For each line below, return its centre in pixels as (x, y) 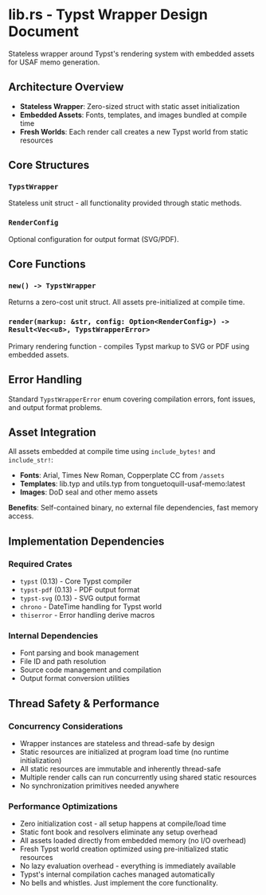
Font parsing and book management (79, 653)
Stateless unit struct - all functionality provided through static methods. (125, 203)
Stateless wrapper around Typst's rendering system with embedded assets (131, 53)
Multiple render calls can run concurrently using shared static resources (138, 777)
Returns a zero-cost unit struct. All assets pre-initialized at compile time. (127, 302)
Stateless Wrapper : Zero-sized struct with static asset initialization (130, 106)
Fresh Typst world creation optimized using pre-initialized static (124, 849)
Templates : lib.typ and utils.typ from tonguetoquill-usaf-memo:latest (132, 484)
